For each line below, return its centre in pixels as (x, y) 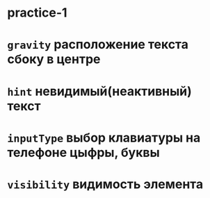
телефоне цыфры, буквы (83, 152)
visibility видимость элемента (105, 184)
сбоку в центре (54, 59)
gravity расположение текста (98, 45)
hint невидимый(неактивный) (100, 91)
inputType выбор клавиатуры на (104, 138)
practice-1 (37, 13)
